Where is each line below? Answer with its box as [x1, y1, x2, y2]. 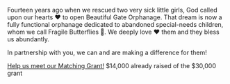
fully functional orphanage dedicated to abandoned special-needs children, [7, 21, 224, 28]
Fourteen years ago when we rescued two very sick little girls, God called [7, 6, 217, 14]
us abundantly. [7, 35, 50, 43]
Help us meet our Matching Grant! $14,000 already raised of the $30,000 [7, 62, 217, 70]
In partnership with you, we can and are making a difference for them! [7, 48, 207, 56]
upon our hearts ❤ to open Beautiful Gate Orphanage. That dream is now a [7, 13, 222, 21]
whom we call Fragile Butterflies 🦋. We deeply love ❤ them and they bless [7, 28, 220, 36]
